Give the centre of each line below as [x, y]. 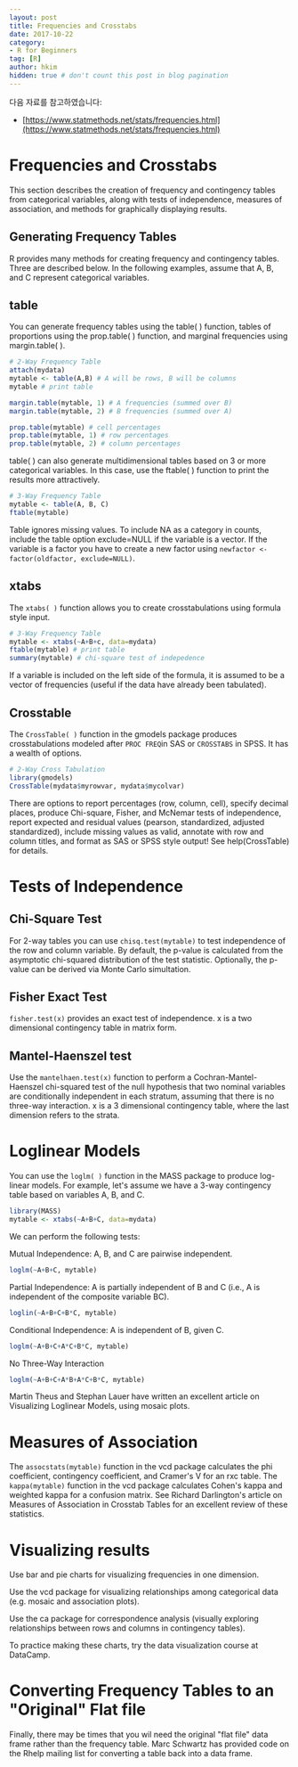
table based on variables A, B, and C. [77, 1195]
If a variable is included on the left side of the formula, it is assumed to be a [147, 675]
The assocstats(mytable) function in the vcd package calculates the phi [141, 1467]
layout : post [33, 17]
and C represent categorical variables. [79, 277]
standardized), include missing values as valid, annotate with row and [137, 831]
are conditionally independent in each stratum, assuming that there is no [142, 1096]
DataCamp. [30, 1655]
